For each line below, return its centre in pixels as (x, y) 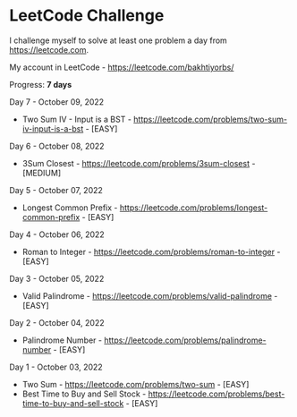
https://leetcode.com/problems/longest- (194, 208)
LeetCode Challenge (87, 16)
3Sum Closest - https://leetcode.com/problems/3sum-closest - (139, 163)
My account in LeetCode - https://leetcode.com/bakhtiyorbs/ (122, 67)
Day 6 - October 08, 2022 (57, 146)
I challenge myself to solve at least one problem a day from (119, 40)
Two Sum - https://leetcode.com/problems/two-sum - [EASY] (136, 384)
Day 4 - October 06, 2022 (57, 234)
